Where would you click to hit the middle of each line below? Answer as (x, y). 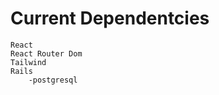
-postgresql (53, 80)
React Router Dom (46, 53)
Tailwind (28, 62)
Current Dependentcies (110, 18)
